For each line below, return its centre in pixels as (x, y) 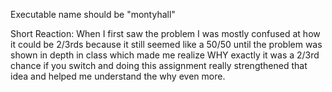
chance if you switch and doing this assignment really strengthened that (159, 65)
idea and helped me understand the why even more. (118, 76)
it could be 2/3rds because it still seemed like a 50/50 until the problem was (166, 44)
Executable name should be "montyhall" (93, 14)
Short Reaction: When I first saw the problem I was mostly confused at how (165, 33)
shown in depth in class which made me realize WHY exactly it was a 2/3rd (165, 55)
